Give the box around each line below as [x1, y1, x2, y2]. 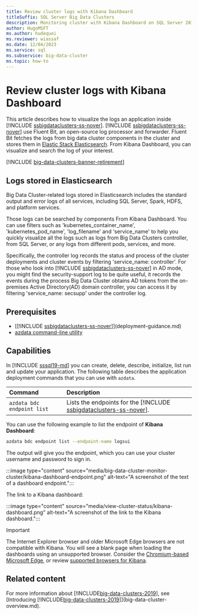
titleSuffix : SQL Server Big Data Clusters [6, 14, 115, 20]
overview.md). [6, 602, 41, 609]
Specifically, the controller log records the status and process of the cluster [6, 252, 190, 259]
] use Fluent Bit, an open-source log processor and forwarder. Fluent [19, 128, 187, 135]
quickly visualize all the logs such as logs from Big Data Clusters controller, [6, 234, 189, 241]
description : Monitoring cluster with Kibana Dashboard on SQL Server [6, 20, 183, 25]
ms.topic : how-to [6, 58, 49, 64]
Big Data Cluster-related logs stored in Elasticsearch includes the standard [6, 192, 187, 199]
